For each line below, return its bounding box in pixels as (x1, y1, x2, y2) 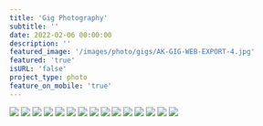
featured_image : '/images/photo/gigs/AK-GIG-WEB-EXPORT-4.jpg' (9, 47, 256, 57)
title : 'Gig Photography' (9, 13, 108, 23)
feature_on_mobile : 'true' (9, 81, 112, 90)
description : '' (9, 38, 71, 48)
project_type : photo (9, 73, 89, 82)
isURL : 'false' (9, 65, 68, 74)
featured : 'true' (9, 56, 76, 65)
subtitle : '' (9, 22, 59, 31)
